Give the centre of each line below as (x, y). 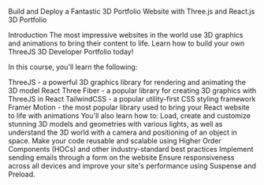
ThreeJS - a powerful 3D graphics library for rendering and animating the (127, 82)
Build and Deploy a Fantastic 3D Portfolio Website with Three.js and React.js (132, 11)
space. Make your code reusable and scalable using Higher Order (115, 141)
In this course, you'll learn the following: (73, 67)
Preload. (22, 174)
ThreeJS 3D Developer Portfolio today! (71, 52)
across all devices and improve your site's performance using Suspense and (132, 166)
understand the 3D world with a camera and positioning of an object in (123, 132)
